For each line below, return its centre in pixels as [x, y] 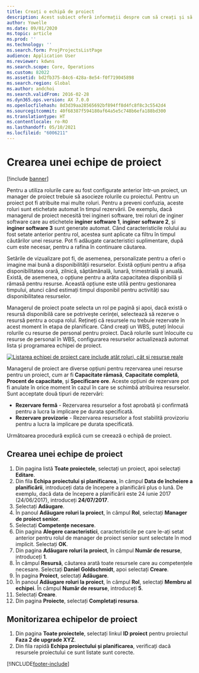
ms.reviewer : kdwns [31, 61]
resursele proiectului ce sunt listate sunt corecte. [75, 652]
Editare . [25, 474]
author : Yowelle [27, 23]
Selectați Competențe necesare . [55, 525]
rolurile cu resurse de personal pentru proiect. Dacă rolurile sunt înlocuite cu [100, 333]
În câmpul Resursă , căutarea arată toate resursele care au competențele [104, 563]
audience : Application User [41, 56]
